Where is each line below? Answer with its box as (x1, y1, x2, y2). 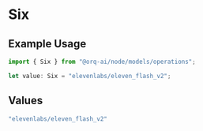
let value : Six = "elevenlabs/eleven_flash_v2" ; (8, 72, 171, 80)
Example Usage (8, 37, 87, 51)
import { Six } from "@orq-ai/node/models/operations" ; (8, 58, 196, 65)
